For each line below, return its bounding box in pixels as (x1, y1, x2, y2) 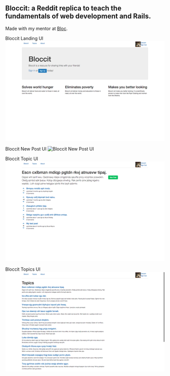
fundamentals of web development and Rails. (5, 12, 151, 21)
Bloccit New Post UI (5, 145, 47, 152)
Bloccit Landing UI (5, 35, 44, 41)
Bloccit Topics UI (5, 266, 40, 272)
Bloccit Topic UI (5, 156, 38, 162)
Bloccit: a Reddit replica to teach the (5, 4, 121, 13)
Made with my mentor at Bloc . (5, 25, 68, 31)
